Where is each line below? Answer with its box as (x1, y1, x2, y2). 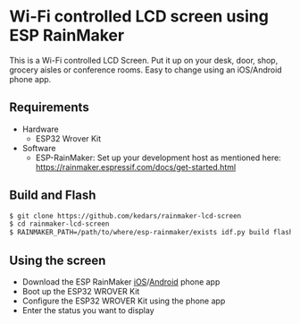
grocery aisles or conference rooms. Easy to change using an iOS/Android (9, 64, 283, 75)
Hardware (21, 124, 60, 134)
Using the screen (9, 252, 106, 268)
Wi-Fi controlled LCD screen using (9, 6, 270, 27)
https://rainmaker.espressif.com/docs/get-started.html (35, 161, 237, 172)
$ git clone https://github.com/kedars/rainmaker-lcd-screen (9, 211, 242, 220)
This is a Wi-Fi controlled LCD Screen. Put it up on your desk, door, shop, (9, 55, 279, 65)
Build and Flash (9, 188, 96, 203)
